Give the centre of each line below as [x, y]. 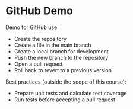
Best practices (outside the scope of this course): [66, 82]
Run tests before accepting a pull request [65, 100]
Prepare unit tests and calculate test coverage [70, 93]
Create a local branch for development [61, 51]
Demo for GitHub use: [32, 27]
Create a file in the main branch [53, 45]
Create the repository [40, 39]
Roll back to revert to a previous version [63, 70]
